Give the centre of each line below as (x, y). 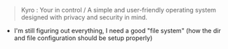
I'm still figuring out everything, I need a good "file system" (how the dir (117, 31)
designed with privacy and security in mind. (84, 17)
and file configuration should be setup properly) (83, 38)
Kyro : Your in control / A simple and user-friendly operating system (118, 10)
